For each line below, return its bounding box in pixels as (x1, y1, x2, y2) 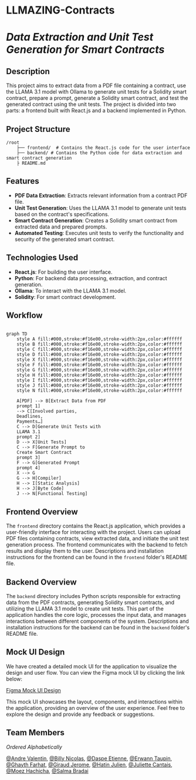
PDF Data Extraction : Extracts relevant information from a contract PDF (14, 192, 188, 199)
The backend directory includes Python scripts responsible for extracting (6, 593, 181, 600)
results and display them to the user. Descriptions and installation (6, 547, 164, 555)
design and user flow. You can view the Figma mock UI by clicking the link (6, 669, 185, 676)
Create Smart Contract (16, 450, 72, 456)
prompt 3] (16, 454, 41, 461)
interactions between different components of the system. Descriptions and (6, 618, 189, 625)
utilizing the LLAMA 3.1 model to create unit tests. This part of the (6, 605, 164, 612)
